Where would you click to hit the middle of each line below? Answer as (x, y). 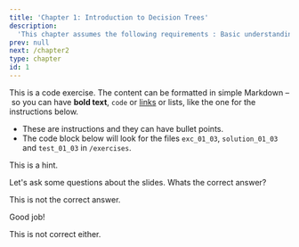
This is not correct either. (55, 234)
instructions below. (44, 111)
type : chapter (36, 59)
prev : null (29, 42)
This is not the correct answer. (65, 199)
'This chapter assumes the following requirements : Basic (129, 34)
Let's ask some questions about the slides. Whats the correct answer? (138, 182)
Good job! (28, 217)
